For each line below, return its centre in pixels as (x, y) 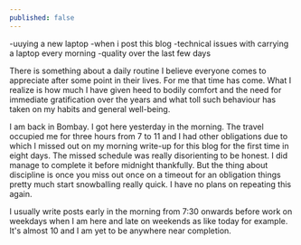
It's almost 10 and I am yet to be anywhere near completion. (121, 231)
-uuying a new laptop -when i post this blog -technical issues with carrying (149, 43)
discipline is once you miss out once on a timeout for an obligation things (146, 174)
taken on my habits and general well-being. (90, 108)
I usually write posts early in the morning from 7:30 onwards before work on (151, 211)
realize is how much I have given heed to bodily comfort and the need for (146, 90)
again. (21, 193)
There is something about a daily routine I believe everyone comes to (138, 71)
